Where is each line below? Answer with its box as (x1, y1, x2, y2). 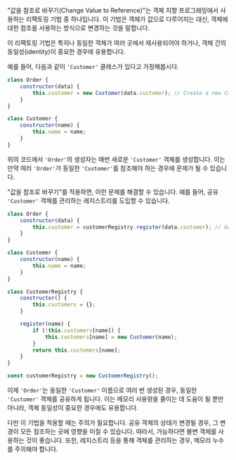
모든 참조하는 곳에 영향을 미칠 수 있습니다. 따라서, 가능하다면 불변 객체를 (20, 428, 217, 435)
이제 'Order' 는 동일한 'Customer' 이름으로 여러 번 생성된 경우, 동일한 (7, 386, 197, 394)
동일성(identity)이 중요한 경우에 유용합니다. (7, 48, 126, 56)
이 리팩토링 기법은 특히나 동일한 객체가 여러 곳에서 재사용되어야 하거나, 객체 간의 (7, 39, 227, 47)
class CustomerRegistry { (7, 288, 83, 295)
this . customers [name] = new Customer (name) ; (44, 333, 178, 340)
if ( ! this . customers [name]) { (32, 326, 121, 334)
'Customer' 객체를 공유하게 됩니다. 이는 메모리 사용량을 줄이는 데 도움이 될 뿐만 (7, 395, 224, 403)
